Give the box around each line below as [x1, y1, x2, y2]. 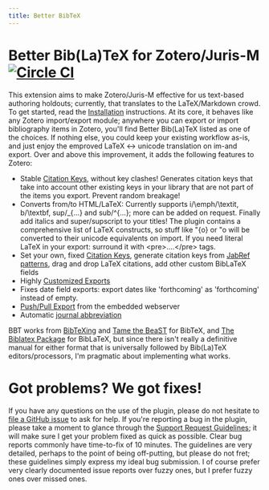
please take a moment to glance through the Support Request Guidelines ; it [8, 423, 257, 432]
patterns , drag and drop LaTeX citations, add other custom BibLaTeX [19, 258, 247, 269]
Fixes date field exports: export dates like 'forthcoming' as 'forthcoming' [19, 284, 259, 294]
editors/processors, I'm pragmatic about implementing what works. [8, 350, 231, 361]
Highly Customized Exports [19, 276, 111, 285]
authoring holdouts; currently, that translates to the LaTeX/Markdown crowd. [8, 98, 261, 108]
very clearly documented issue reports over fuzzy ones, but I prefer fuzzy [8, 465, 253, 475]
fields [19, 267, 39, 277]
